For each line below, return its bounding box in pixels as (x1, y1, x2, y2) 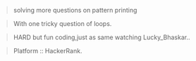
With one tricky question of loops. (13, 20, 112, 27)
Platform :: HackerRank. (13, 47, 82, 55)
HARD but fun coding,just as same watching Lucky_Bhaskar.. (13, 33, 190, 41)
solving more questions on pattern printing (13, 6, 137, 14)
